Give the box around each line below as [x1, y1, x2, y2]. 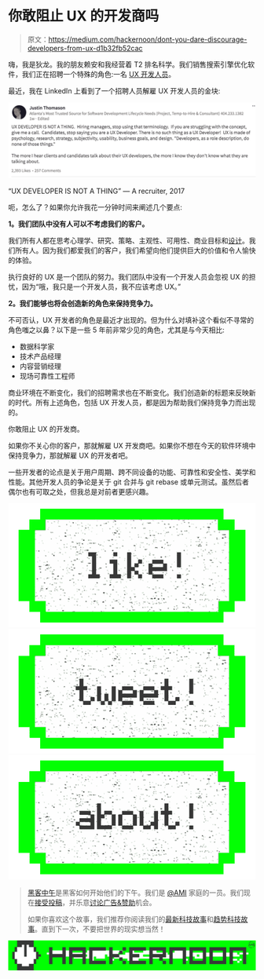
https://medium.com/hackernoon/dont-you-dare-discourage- [48, 35, 247, 44]
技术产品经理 [19, 351, 61, 361]
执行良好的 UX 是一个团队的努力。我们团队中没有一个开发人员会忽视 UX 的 [8, 272, 249, 281]
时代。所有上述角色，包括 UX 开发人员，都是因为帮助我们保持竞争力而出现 [14, 397, 256, 407]
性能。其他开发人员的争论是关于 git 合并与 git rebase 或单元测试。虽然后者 [8, 477, 250, 487]
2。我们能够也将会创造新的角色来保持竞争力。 [8, 298, 157, 308]
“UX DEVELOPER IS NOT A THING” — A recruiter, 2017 [8, 186, 185, 195]
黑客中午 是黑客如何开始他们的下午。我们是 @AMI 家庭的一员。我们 [27, 888, 244, 897]
